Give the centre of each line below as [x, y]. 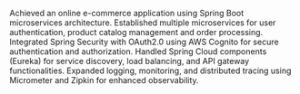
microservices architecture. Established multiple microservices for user [143, 23]
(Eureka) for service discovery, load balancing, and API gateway [130, 61]
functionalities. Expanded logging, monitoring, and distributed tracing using [150, 70]
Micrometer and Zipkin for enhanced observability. [104, 80]
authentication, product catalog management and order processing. [136, 32]
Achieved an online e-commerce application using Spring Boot [127, 13]
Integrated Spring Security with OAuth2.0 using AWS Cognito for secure [144, 42]
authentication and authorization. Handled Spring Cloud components [138, 52]
